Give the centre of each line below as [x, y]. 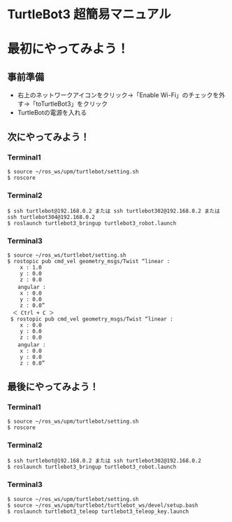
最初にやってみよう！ [68, 49]
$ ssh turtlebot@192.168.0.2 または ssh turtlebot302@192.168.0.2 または [114, 211]
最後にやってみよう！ [53, 387]
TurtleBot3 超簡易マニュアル [89, 14]
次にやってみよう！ [48, 137]
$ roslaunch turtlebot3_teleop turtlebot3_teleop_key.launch [98, 512]
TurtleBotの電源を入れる [52, 113]
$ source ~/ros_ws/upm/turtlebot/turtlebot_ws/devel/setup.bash [103, 505]
